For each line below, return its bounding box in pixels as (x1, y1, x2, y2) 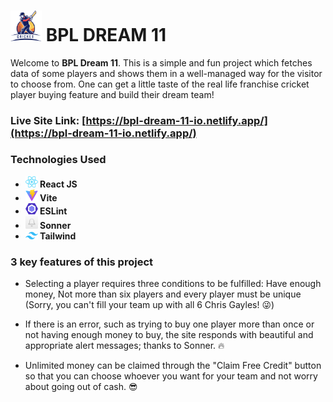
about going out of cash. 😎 (24, 381, 138, 393)
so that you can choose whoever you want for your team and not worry (24, 370, 318, 382)
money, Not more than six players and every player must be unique (24, 288, 302, 300)
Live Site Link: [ (10, 113, 87, 127)
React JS (39, 178, 78, 190)
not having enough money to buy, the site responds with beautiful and (24, 329, 314, 341)
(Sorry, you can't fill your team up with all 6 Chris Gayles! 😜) (24, 299, 275, 311)
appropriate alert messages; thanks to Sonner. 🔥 (24, 340, 225, 352)
